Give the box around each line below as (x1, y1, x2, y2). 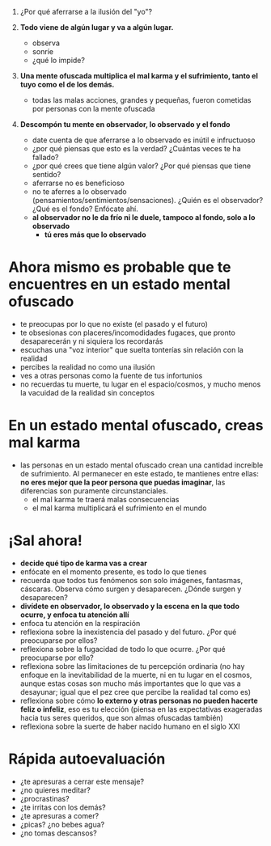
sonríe (32, 47, 54, 56)
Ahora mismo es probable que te (8, 258, 231, 277)
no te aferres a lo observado (32, 187, 127, 197)
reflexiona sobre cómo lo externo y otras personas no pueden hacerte (19, 696, 259, 705)
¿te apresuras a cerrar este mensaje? (19, 776, 144, 786)
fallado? (32, 153, 59, 162)
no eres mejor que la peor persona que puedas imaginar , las (19, 477, 226, 487)
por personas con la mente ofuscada (32, 104, 155, 113)
